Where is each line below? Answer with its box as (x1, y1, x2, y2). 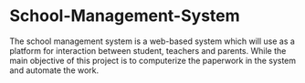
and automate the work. (9, 65, 100, 76)
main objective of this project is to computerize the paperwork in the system (9, 55, 297, 66)
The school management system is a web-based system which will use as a (9, 36, 295, 47)
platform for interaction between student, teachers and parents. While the (9, 45, 287, 56)
